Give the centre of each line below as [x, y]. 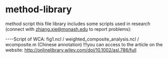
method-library [39, 9]
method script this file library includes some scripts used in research [78, 24]
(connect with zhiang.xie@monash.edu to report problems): [69, 29]
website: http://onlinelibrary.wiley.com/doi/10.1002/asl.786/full [71, 50]
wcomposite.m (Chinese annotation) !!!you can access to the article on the [84, 44]
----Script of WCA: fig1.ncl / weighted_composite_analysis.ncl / [72, 39]
